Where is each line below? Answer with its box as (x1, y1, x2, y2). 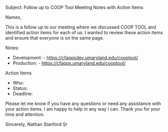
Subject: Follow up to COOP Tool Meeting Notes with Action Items (5, 5, 144, 10)
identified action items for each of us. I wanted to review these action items (5, 30, 163, 35)
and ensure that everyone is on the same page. (5, 35, 104, 41)
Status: (12, 85, 28, 91)
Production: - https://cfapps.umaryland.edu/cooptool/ (12, 60, 126, 66)
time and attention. (5, 112, 45, 117)
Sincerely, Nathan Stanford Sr (5, 121, 68, 127)
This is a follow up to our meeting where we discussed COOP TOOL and (5, 24, 156, 30)
